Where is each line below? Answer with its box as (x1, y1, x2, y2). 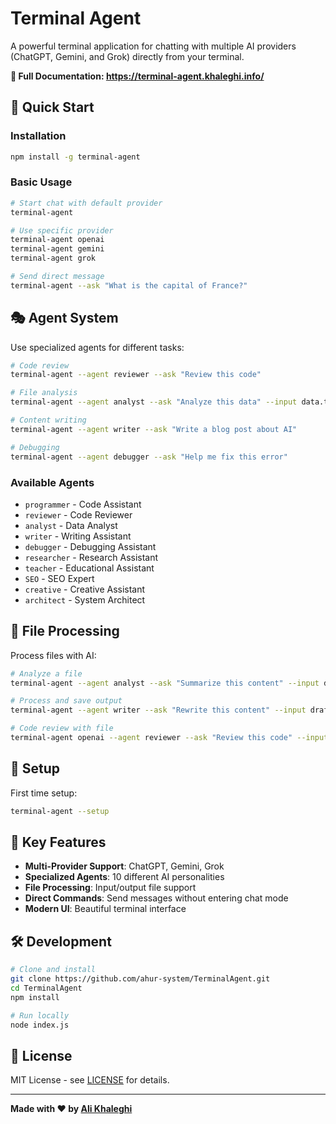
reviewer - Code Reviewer (24, 508, 133, 521)
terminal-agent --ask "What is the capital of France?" (10, 280, 248, 291)
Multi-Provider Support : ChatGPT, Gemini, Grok (24, 860, 225, 872)
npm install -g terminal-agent (10, 152, 141, 162)
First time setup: (10, 787, 78, 799)
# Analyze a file (10, 668, 83, 679)
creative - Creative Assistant (24, 583, 146, 595)
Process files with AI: (10, 649, 97, 661)
